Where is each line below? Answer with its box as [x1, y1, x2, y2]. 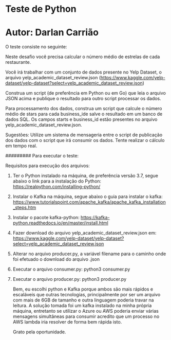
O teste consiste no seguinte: [5, 44, 67, 50]
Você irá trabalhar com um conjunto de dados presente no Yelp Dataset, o [5, 69, 162, 75]
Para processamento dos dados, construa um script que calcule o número [5, 105, 162, 112]
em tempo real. [5, 142, 37, 149]
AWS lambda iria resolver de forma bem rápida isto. [12, 319, 122, 325]
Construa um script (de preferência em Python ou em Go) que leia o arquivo [5, 90, 166, 96]
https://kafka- [80, 214, 110, 221]
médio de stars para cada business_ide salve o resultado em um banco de [5, 111, 163, 117]
